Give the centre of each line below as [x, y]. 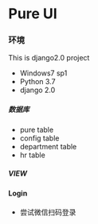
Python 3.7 [37, 82]
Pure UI [33, 14]
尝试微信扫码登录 [48, 212]
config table [39, 138]
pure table [37, 130]
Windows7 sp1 [43, 73]
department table [48, 147]
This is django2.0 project [49, 58]
